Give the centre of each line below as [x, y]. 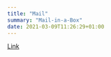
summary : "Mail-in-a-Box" [45, 20]
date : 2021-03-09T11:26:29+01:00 [56, 26]
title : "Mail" [28, 14]
